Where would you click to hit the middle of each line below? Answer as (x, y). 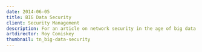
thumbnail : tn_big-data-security (48, 39)
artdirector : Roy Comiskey (40, 34)
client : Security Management (43, 23)
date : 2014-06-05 (28, 12)
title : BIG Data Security (39, 17)
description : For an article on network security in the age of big (94, 28)
